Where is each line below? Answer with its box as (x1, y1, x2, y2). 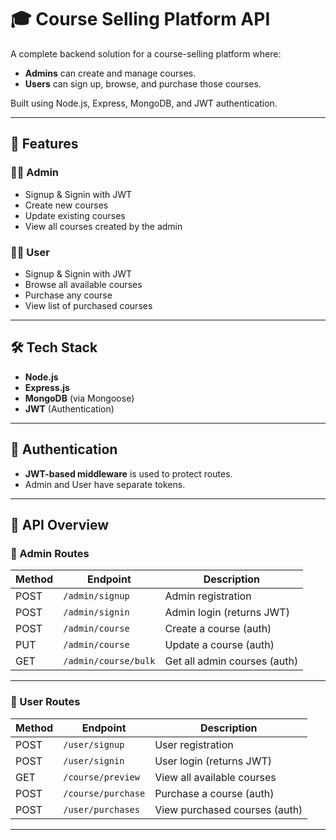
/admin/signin (63, 607, 130, 618)
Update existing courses (24, 209, 126, 221)
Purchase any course (24, 289, 113, 301)
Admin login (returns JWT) (164, 606, 290, 620)
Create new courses (24, 199, 109, 211)
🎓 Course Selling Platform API (10, 8, 271, 31)
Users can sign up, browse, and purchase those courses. (24, 77, 262, 90)
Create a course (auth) (164, 622, 272, 636)
